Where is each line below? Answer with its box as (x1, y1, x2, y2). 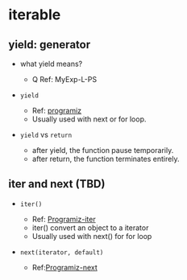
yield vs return (19, 130, 73, 139)
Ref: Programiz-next (31, 262, 98, 272)
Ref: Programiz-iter (31, 214, 96, 224)
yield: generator (8, 38, 91, 51)
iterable (8, 6, 61, 24)
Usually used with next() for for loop (31, 231, 152, 241)
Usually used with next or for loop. (31, 114, 147, 124)
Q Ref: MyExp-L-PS (31, 75, 98, 84)
